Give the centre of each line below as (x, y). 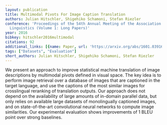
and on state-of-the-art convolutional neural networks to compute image (80, 107)
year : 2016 (16, 33)
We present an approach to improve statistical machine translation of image (83, 70)
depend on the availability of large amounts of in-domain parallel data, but (81, 96)
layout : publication (27, 10)
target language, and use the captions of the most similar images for (75, 86)
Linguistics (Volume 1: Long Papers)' (50, 28)
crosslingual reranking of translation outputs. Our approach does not (75, 91)
